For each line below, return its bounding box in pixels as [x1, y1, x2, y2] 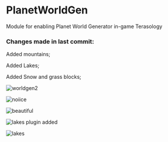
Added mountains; [6, 51, 51, 58]
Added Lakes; [6, 62, 40, 69]
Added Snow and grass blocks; [6, 74, 81, 81]
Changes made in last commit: [6, 37, 95, 46]
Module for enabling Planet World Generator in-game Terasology [6, 23, 163, 30]
